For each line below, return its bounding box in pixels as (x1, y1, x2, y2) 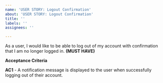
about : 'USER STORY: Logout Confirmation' (5, 12, 94, 17)
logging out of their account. (5, 72, 63, 78)
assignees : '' (5, 25, 34, 30)
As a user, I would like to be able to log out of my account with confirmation (5, 43, 159, 49)
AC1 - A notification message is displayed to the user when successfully (5, 67, 152, 73)
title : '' (5, 16, 26, 21)
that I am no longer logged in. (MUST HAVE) (5, 48, 95, 54)
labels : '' (5, 21, 28, 26)
